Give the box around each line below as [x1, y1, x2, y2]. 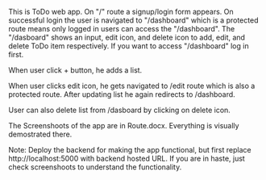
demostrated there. [8, 129, 73, 139]
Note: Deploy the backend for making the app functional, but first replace [8, 145, 251, 154]
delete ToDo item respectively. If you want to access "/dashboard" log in [8, 41, 249, 51]
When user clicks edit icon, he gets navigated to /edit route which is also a [8, 81, 256, 90]
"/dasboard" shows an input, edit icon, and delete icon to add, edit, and [8, 32, 246, 42]
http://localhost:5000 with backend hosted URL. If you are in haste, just [8, 153, 246, 163]
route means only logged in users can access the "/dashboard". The [8, 24, 235, 33]
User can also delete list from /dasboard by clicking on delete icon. [8, 105, 231, 115]
